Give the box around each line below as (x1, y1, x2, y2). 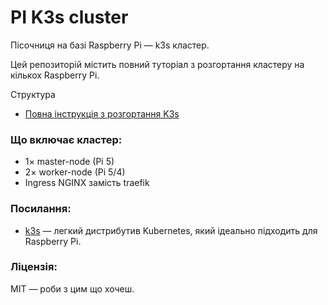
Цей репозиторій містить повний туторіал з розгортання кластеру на (10, 58, 305, 70)
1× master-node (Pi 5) (24, 156, 115, 168)
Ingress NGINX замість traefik (24, 177, 150, 189)
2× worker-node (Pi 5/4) (24, 166, 126, 178)
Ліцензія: (10, 260, 58, 274)
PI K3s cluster (10, 6, 129, 29)
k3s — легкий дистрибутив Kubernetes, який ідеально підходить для (24, 224, 318, 236)
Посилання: (10, 202, 72, 216)
